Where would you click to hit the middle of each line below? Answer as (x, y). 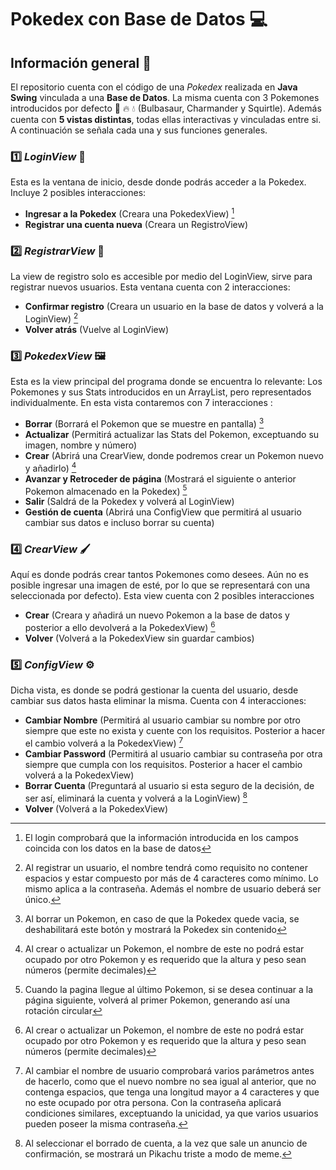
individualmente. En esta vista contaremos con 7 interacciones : (141, 403)
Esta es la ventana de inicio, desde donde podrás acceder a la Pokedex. (158, 182)
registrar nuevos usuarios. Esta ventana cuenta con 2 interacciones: (150, 287)
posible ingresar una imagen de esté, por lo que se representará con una (160, 585)
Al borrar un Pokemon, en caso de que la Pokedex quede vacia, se (162, 918)
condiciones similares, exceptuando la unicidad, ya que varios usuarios (171, 1113)
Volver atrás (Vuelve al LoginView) (97, 329)
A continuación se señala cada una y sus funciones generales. (139, 130)
